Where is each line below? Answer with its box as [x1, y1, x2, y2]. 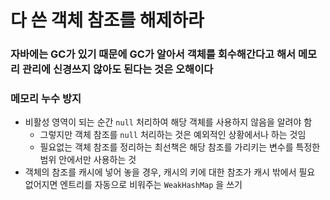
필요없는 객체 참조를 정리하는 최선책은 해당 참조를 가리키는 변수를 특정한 [39, 141, 321, 153]
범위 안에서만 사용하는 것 [39, 154, 137, 166]
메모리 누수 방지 [10, 92, 82, 106]
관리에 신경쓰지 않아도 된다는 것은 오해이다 [21, 62, 214, 76]
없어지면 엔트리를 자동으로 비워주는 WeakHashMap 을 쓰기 [24, 179, 243, 191]
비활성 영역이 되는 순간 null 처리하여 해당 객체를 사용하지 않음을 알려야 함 [24, 116, 313, 128]
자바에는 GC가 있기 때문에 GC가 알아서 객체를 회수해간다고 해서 [10, 47, 297, 61]
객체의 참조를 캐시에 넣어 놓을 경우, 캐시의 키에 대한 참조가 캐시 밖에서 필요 [24, 166, 316, 178]
